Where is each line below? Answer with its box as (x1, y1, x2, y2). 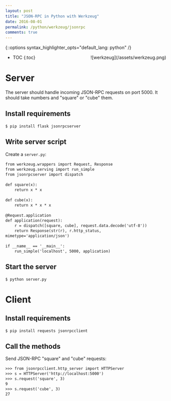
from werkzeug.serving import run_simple (5, 167, 95, 172)
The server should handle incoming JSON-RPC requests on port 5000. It (5, 90, 158, 96)
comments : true (5, 30, 38, 35)
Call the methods (5, 342, 61, 350)
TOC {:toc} (12, 54, 36, 61)
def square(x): (5, 182, 38, 187)
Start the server (5, 262, 57, 271)
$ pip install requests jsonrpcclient (5, 328, 88, 333)
